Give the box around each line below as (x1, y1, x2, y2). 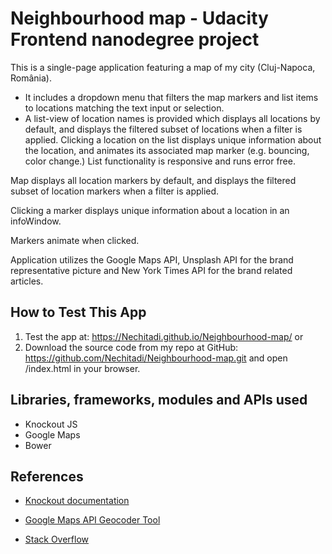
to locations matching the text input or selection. (24, 102, 225, 114)
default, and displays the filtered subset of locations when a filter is (24, 123, 303, 135)
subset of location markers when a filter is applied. (10, 185, 220, 197)
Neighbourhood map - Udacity (10, 7, 269, 30)
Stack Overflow (24, 533, 90, 546)
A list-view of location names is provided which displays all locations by (24, 112, 321, 124)
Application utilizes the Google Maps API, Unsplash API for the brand (10, 253, 294, 266)
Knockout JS (24, 418, 78, 430)
